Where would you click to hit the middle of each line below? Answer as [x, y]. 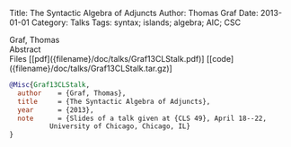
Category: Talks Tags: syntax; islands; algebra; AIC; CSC [136, 22]
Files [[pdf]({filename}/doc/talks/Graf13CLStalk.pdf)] [107, 59]
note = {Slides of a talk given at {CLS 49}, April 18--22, [142, 118]
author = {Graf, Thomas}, [72, 93]
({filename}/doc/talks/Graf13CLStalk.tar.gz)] [91, 68]
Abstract [25, 49]
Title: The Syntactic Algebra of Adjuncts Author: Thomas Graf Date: [134, 13]
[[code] [220, 59]
